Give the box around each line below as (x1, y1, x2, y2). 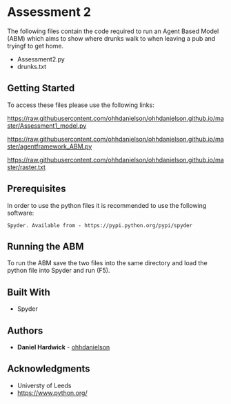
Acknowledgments (7, 363, 91, 375)
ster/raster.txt (7, 163, 46, 171)
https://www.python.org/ (17, 388, 88, 397)
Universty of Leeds (17, 381, 72, 389)
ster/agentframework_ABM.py (7, 142, 92, 151)
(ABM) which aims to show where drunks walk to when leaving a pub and (7, 34, 216, 42)
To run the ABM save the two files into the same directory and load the (7, 259, 208, 267)
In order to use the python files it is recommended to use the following (7, 201, 207, 209)
